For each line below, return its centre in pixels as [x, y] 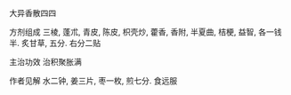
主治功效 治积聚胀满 [45, 62]
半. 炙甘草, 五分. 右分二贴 [55, 43]
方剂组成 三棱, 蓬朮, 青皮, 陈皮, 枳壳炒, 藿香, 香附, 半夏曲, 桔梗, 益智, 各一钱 [145, 32]
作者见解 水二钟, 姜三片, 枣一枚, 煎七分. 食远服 [93, 81]
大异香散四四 [32, 13]
